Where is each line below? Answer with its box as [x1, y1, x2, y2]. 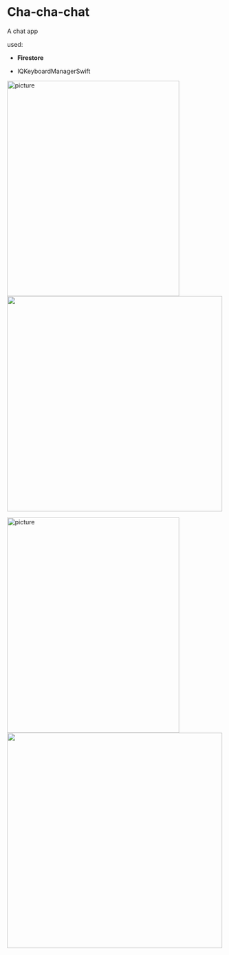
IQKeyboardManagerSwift [17, 67, 91, 75]
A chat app [7, 27, 39, 35]
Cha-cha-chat [7, 4, 90, 20]
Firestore [17, 53, 44, 62]
